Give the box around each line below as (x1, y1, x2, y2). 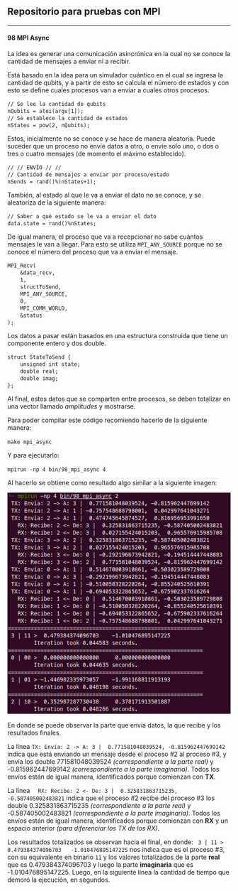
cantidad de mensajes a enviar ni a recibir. (7, 57, 131, 66)
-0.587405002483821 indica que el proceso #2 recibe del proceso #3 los (7, 794, 215, 802)
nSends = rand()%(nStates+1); (7, 178, 97, 185)
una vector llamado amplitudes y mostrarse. (7, 402, 136, 411)
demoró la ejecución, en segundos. (7, 875, 110, 884)
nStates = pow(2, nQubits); (7, 122, 91, 129)
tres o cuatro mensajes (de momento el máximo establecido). (7, 149, 186, 158)
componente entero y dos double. (7, 339, 106, 347)
